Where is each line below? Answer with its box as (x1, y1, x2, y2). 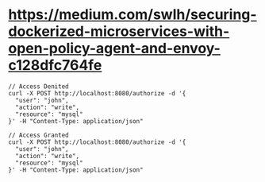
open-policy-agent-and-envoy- (8, 40, 221, 57)
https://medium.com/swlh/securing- (8, 6, 257, 24)
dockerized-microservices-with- (8, 22, 230, 41)
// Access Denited (8, 82, 69, 91)
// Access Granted (8, 131, 69, 139)
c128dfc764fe (8, 56, 102, 75)
